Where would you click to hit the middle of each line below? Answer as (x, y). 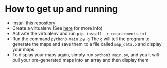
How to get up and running (61, 9)
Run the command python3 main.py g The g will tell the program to (81, 39)
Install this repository (34, 23)
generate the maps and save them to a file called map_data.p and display (87, 44)
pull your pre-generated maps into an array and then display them (80, 60)
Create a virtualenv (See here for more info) (57, 28)
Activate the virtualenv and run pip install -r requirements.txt (79, 33)
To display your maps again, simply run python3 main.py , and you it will (86, 55)
